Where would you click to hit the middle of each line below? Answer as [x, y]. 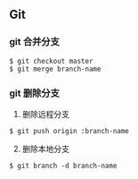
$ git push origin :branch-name [69, 131]
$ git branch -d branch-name [63, 166]
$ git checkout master [51, 61]
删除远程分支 [45, 114]
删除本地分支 [45, 149]
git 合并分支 [35, 42]
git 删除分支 [35, 93]
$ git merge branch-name [55, 69]
